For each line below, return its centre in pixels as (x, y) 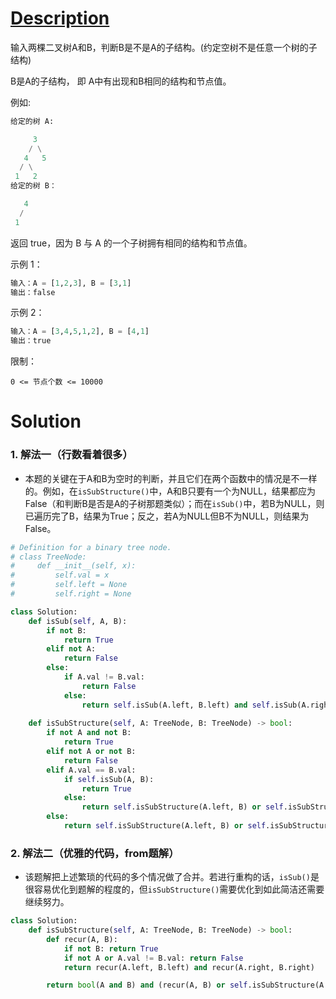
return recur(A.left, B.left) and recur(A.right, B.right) (189, 967)
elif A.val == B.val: (91, 770)
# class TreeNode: (48, 557)
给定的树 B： (33, 186)
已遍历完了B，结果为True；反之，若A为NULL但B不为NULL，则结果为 (167, 516)
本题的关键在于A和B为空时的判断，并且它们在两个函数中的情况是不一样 (171, 478)
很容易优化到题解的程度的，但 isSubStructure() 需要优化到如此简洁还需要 (174, 889)
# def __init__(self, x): (73, 566)
